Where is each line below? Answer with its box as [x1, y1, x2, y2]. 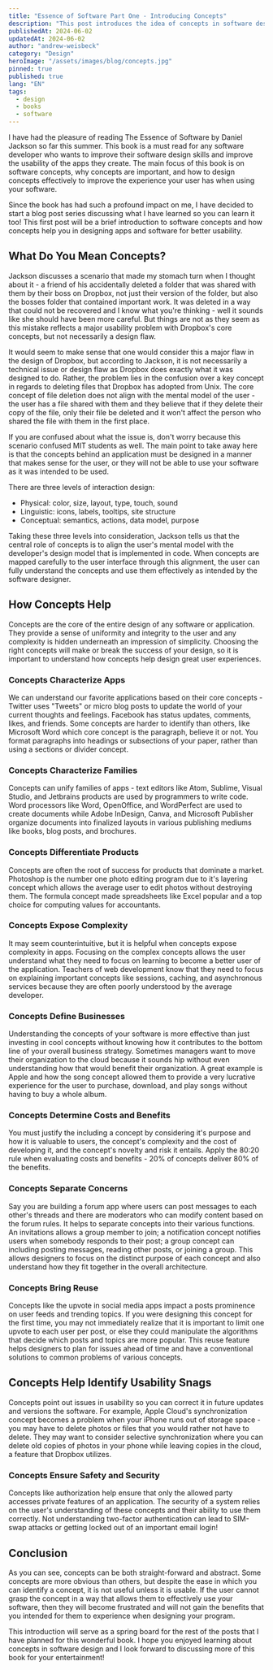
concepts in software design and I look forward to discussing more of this [8, 1643, 255, 1654]
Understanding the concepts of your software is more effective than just [8, 1029, 250, 1039]
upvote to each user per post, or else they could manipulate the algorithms [8, 1326, 258, 1336]
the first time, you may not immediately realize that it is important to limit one [8, 1318, 265, 1327]
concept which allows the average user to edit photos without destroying [8, 883, 253, 892]
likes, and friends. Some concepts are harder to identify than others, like [8, 718, 250, 728]
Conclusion [8, 1546, 68, 1560]
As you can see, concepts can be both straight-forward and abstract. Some [8, 1568, 262, 1577]
